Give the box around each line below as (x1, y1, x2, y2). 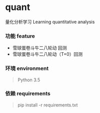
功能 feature (5, 32, 35, 39)
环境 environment (5, 65, 49, 72)
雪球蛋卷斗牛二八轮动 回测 (12, 45, 67, 51)
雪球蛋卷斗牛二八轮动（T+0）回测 (12, 51, 83, 57)
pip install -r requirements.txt (17, 102, 78, 108)
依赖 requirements (5, 90, 51, 97)
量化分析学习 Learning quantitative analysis (5, 19, 95, 25)
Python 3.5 (17, 77, 40, 83)
